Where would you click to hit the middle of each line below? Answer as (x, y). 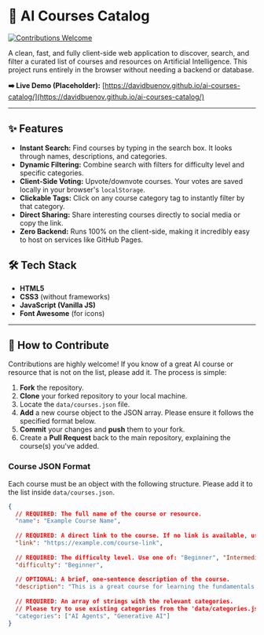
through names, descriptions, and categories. (93, 156)
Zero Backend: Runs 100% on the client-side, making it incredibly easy (134, 231)
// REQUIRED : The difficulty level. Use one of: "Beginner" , (117, 557)
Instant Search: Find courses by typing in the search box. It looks (126, 148)
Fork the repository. (51, 387)
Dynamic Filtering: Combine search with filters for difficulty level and (132, 164)
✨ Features (36, 129)
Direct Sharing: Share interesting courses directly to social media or (130, 215)
